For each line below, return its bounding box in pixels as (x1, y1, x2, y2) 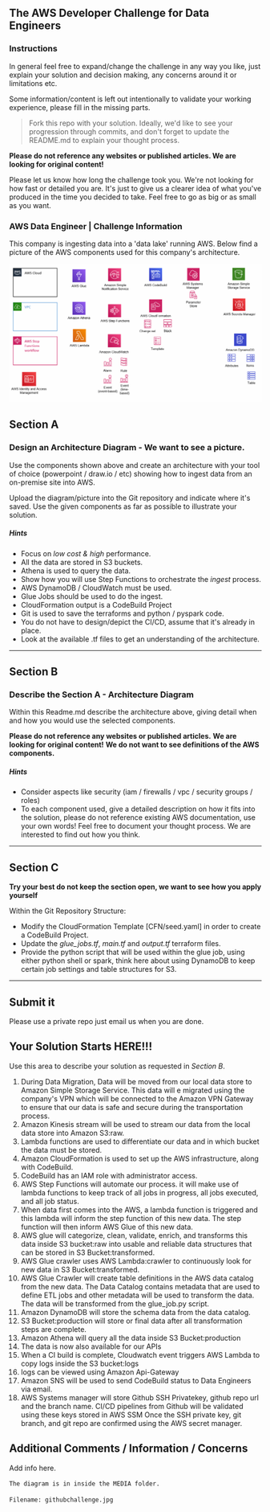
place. (20, 625, 42, 635)
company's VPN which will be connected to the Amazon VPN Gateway (20, 1093, 254, 1104)
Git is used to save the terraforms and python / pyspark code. (20, 608, 225, 618)
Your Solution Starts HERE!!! (9, 1040, 153, 1054)
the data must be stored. (20, 1145, 103, 1154)
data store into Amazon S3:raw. (20, 1128, 125, 1137)
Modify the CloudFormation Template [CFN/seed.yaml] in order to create (20, 922, 261, 932)
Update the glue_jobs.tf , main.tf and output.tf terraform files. (20, 939, 221, 949)
